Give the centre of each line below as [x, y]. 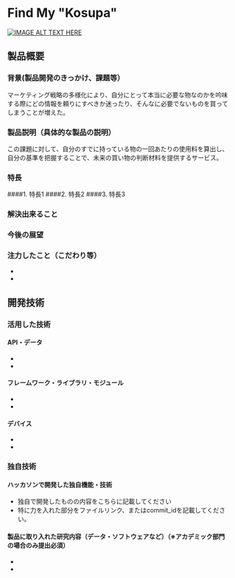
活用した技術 [29, 324]
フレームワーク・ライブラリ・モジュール [66, 383]
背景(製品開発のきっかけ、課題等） [66, 78]
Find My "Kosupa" [62, 13]
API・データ [25, 342]
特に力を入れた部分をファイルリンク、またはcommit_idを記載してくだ [118, 510]
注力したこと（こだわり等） [54, 255]
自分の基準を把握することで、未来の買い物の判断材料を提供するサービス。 [115, 158]
